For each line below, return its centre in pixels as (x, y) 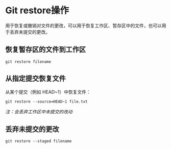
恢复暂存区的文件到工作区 (45, 50)
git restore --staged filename (39, 141)
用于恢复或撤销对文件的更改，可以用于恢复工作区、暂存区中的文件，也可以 (83, 26)
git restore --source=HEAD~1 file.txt (46, 102)
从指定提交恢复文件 (35, 79)
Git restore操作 (37, 10)
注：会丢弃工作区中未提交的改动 (39, 111)
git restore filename (28, 62)
